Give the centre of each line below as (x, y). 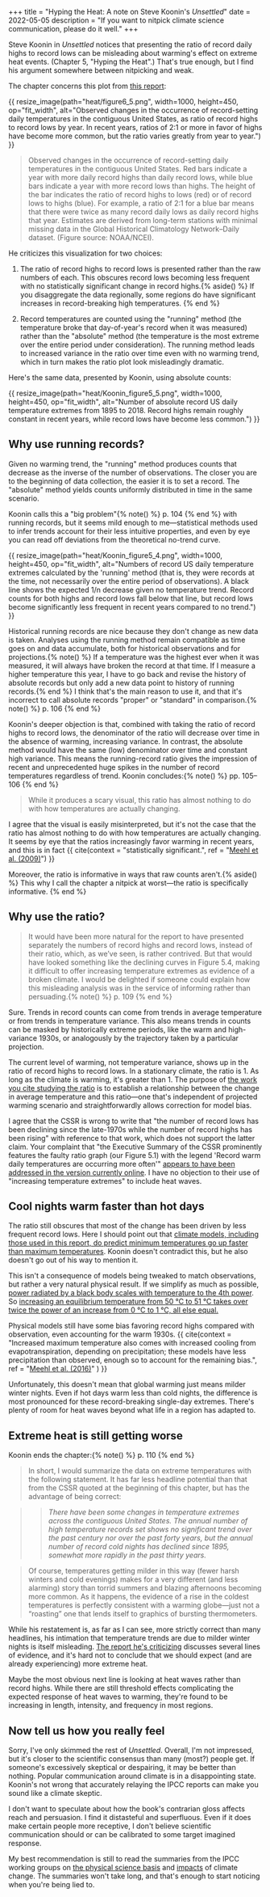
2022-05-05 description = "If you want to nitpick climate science (116, 20)
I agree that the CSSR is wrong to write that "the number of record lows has (134, 1121)
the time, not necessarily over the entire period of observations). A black (129, 581)
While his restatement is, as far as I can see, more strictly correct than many (135, 1629)
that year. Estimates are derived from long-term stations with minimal (143, 220)
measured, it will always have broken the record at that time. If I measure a (132, 665)
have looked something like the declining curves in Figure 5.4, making (144, 962)
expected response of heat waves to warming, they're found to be (118, 1696)
